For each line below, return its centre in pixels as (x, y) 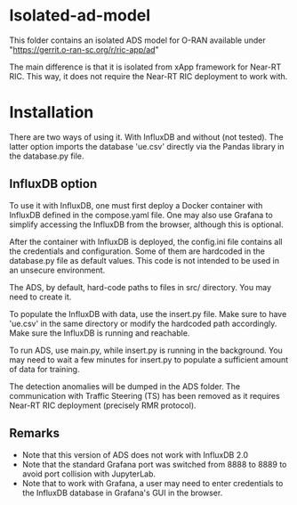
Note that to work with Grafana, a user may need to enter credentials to (153, 483)
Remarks (35, 433)
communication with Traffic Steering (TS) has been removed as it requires (144, 395)
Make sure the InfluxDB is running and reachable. (100, 333)
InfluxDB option (53, 184)
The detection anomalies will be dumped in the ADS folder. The (125, 386)
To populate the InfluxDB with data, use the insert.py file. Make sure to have (148, 314)
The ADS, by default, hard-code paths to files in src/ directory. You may (140, 287)
